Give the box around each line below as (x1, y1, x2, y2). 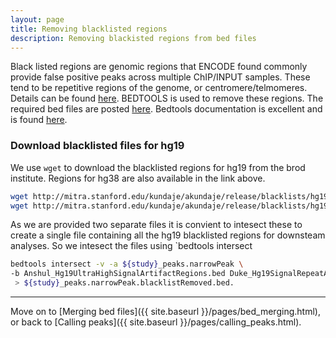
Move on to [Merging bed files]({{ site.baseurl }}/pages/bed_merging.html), (10, 306, 321, 318)
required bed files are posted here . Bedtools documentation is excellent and (10, 103, 323, 115)
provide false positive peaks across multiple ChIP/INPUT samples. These (10, 71, 311, 83)
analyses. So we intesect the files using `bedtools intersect (10, 240, 253, 252)
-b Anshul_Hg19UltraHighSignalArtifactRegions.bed (10, 269, 226, 279)
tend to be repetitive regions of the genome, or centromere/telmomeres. (10, 82, 308, 94)
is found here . (10, 114, 68, 126)
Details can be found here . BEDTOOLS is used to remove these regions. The (10, 92, 324, 105)
